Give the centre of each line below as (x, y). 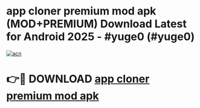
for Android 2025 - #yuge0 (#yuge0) (101, 37)
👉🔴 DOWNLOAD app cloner (78, 79)
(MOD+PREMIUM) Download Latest (97, 24)
